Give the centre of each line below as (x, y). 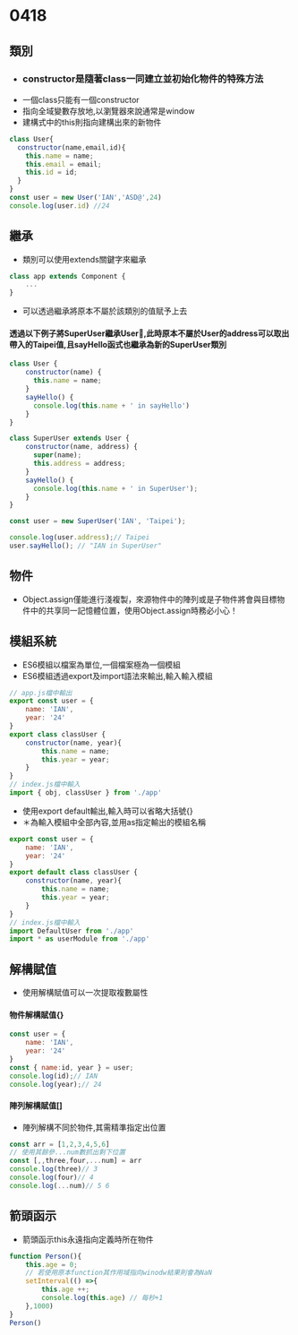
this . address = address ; (79, 464)
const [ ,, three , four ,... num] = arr (76, 1161)
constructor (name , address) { (82, 447)
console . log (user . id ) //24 (60, 206)
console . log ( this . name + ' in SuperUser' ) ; (115, 488)
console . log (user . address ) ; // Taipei (80, 538)
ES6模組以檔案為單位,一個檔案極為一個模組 (101, 665)
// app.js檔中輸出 (41, 693)
